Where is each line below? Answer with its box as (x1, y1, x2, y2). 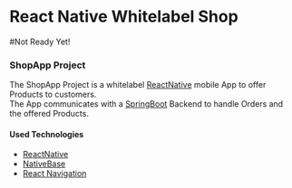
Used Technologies (9, 128, 84, 139)
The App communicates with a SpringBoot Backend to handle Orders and (9, 99, 284, 109)
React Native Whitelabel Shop (9, 6, 238, 27)
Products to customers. (9, 89, 97, 100)
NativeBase (22, 158, 66, 169)
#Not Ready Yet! (9, 36, 71, 47)
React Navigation (22, 168, 87, 179)
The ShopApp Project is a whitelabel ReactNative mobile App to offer (9, 80, 267, 90)
